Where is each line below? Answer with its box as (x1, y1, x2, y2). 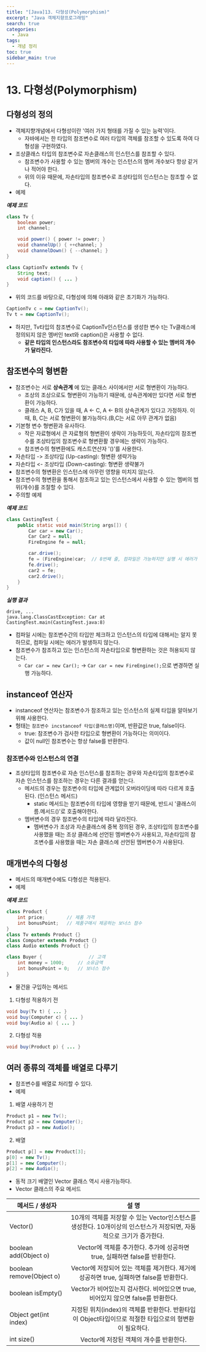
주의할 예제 (15, 491, 42, 498)
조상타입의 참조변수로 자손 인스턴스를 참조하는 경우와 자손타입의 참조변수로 (15, 769, 194, 777)
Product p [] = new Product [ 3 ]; (6, 1149, 86, 1155)
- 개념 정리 (12, 44, 37, 50)
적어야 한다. (31, 165, 59, 173)
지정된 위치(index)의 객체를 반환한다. (71, 1305, 172, 1314)
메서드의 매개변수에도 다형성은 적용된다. (15, 876, 111, 883)
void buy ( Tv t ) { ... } (6, 1008, 67, 1015)
